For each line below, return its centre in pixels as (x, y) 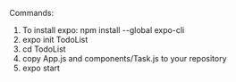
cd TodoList (44, 49)
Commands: (32, 13)
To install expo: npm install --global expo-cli (103, 30)
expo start (41, 68)
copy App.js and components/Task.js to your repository (124, 58)
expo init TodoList (55, 40)
